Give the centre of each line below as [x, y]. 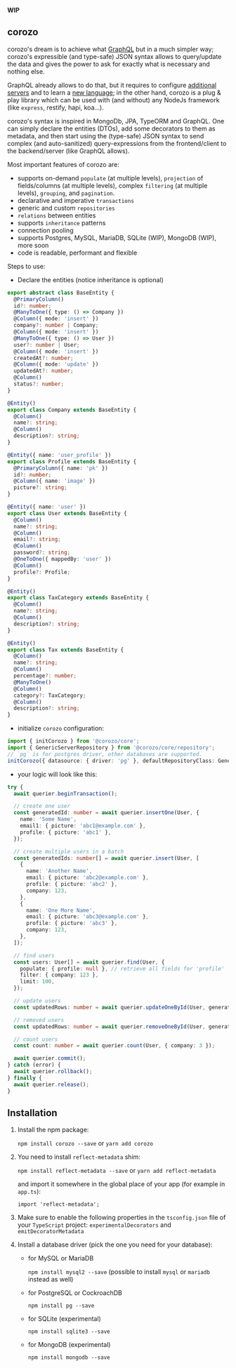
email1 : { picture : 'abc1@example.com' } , [83, 826]
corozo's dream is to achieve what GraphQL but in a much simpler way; [111, 49]
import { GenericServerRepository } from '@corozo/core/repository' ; [111, 748]
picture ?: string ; [41, 488]
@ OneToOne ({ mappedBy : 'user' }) [63, 559]
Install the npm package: [53, 1130]
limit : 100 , [37, 982]
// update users [37, 1001]
